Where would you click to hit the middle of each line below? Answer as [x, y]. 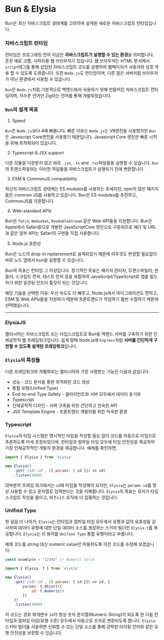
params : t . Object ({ [42, 586]
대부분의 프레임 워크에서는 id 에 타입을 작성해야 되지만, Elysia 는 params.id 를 [78, 485]
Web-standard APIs [32, 211]
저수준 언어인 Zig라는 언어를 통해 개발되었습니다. [65, 96]
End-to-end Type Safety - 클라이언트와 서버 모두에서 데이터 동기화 [76, 394]
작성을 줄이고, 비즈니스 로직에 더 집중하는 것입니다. [70, 497]
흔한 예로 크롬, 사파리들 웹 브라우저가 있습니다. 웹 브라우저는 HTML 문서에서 [77, 61]
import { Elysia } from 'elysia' [39, 457]
